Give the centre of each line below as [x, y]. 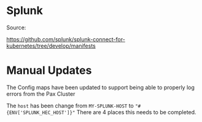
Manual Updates [49, 70]
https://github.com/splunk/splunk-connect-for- [66, 39]
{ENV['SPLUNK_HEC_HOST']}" [41, 113]
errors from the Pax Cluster [41, 94]
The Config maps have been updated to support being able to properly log [101, 87]
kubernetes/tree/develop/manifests [51, 46]
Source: [16, 27]
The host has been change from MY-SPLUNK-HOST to [70, 106]
